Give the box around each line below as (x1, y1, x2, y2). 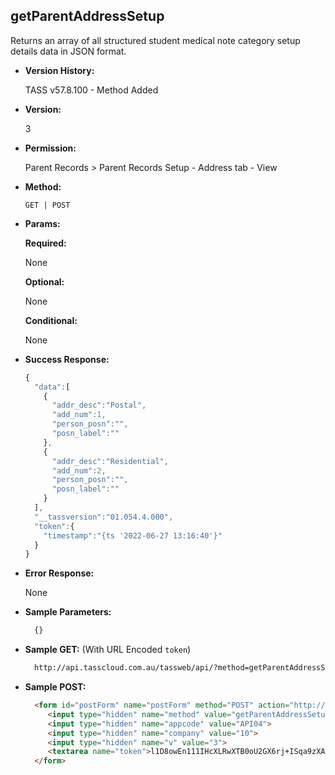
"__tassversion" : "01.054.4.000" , (34, 512, 174, 522)
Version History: (24, 64, 95, 76)
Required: (24, 237, 67, 249)
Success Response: (24, 353, 110, 365)
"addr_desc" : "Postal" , (51, 400, 147, 411)
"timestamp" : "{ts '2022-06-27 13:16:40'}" (43, 530, 223, 541)
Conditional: (24, 314, 78, 326)
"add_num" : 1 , (51, 410, 107, 420)
